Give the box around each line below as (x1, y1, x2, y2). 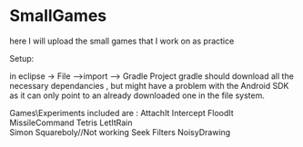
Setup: (9, 53, 35, 64)
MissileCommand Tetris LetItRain (9, 117, 134, 128)
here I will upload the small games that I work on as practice (9, 35, 235, 46)
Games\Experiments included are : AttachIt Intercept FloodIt (9, 107, 234, 118)
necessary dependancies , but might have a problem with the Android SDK (9, 80, 289, 91)
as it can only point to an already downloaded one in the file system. (9, 90, 266, 101)
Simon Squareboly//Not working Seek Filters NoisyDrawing (9, 126, 231, 137)
